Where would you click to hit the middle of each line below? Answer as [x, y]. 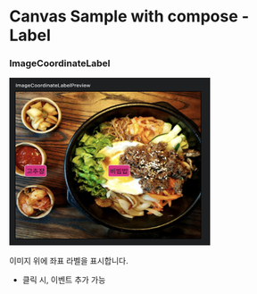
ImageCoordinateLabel [60, 63]
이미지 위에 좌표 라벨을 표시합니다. [69, 261]
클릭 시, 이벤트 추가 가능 [64, 280]
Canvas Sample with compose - [129, 17]
